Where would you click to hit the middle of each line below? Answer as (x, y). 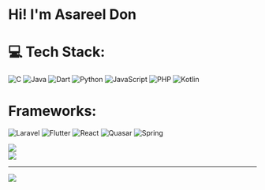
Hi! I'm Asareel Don (72, 15)
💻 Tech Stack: (57, 52)
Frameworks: (52, 111)
